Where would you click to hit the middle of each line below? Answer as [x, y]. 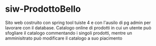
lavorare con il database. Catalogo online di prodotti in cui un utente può [78, 27]
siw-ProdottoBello [43, 9]
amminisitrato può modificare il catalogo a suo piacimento [64, 38]
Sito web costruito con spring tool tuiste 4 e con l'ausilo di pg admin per [78, 23]
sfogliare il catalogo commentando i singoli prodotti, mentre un [69, 33]
